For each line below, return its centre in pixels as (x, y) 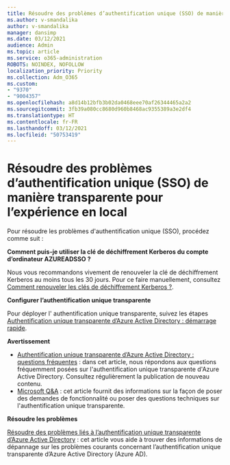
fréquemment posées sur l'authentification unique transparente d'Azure (118, 369)
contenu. (29, 384)
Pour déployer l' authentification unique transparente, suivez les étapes (108, 313)
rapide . (17, 328)
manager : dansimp (32, 33)
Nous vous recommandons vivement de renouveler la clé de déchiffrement (113, 272)
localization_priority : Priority (55, 71)
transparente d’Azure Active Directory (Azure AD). (78, 454)
